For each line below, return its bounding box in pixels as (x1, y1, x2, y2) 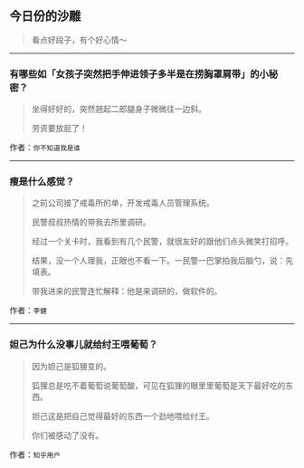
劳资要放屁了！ (31, 123, 88, 134)
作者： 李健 (9, 305, 47, 316)
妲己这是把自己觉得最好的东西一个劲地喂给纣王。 (31, 410, 214, 421)
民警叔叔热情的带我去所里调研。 (31, 216, 151, 228)
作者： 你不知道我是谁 (9, 142, 81, 153)
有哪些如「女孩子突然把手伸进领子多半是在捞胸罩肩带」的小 (9, 67, 270, 80)
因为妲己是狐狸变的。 (31, 360, 111, 371)
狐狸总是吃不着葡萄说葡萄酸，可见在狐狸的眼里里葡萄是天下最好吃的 (31, 379, 286, 391)
